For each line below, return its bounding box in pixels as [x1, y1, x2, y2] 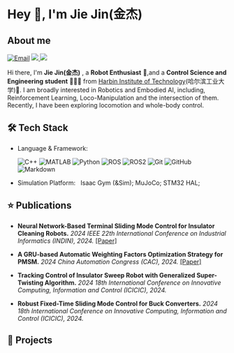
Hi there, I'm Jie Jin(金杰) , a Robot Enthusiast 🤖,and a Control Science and [7, 68, 227, 77]
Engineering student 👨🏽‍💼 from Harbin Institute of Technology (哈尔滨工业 [7, 77, 219, 85]
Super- [196, 271, 218, 279]
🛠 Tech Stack [7, 122, 68, 134]
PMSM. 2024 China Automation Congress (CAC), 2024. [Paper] [17, 257, 202, 266]
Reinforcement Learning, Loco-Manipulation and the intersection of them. [7, 93, 219, 102]
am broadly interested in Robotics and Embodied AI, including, [26, 86, 206, 94]
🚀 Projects [7, 334, 53, 346]
